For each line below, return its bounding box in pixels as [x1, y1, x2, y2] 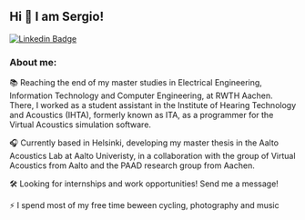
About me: [9, 55, 57, 68]
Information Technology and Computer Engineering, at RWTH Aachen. [9, 90, 273, 101]
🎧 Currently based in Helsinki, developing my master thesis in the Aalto [9, 137, 280, 148]
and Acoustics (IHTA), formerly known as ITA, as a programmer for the [9, 110, 274, 121]
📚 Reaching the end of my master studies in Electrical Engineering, [9, 77, 262, 88]
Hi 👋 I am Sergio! [9, 9, 105, 25]
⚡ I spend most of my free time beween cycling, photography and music [9, 200, 280, 211]
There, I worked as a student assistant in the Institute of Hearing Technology [9, 100, 297, 111]
